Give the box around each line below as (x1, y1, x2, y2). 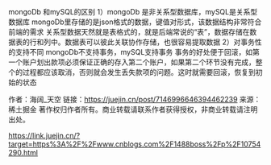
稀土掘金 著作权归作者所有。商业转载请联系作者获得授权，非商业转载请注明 (8, 105, 258, 114)
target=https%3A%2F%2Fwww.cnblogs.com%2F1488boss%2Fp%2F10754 (8, 139, 261, 149)
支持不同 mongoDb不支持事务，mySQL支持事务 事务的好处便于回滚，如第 (15, 47, 260, 56)
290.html (8, 148, 39, 157)
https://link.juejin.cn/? (8, 131, 81, 140)
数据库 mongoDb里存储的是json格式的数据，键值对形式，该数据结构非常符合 (8, 17, 262, 27)
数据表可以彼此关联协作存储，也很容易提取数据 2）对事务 (64, 37, 256, 47)
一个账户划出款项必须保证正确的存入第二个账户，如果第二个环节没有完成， (8, 57, 256, 67)
